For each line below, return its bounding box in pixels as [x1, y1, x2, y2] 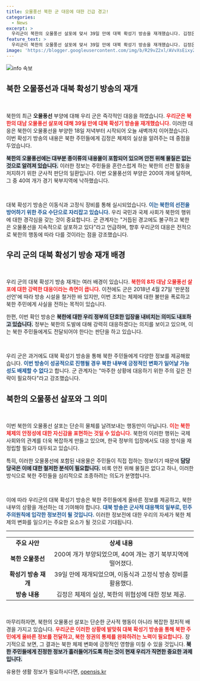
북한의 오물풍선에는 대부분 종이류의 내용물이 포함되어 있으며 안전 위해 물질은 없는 [6, 154, 192, 161]
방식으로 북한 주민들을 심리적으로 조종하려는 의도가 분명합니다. [6, 472, 151, 479]
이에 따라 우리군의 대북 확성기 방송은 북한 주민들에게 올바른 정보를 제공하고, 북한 [6, 496, 192, 504]
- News [11, 20, 28, 26]
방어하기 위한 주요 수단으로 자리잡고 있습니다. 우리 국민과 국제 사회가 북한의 [6, 208, 180, 215]
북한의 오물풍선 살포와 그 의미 [6, 393, 108, 404]
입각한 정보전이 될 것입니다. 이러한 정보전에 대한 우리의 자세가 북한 [31, 511, 185, 518]
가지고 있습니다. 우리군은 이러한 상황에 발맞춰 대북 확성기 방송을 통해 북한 [17, 626, 186, 633]
